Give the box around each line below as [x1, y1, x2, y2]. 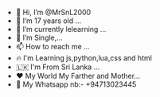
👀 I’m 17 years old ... [15, 16, 82, 25]
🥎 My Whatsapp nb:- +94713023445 [15, 80, 137, 89]
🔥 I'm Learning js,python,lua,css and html [15, 53, 153, 63]
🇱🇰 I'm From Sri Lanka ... [15, 62, 100, 72]
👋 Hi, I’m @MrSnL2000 [15, 8, 92, 17]
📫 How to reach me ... [15, 42, 90, 51]
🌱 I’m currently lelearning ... [15, 25, 107, 33]
